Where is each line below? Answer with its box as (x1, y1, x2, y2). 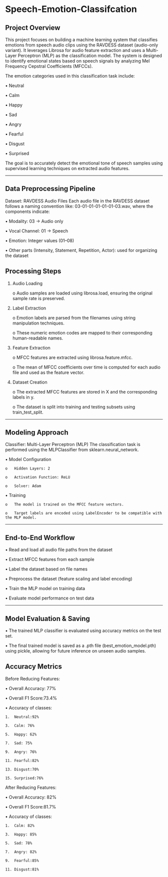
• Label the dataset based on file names (5, 566, 87, 572)
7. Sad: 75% (5, 740, 32, 745)
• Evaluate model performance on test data (5, 595, 94, 601)
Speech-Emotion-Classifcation (5, 3, 137, 15)
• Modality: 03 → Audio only (5, 218, 63, 224)
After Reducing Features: (5, 784, 56, 790)
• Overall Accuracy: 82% (5, 794, 56, 800)
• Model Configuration (5, 456, 51, 462)
